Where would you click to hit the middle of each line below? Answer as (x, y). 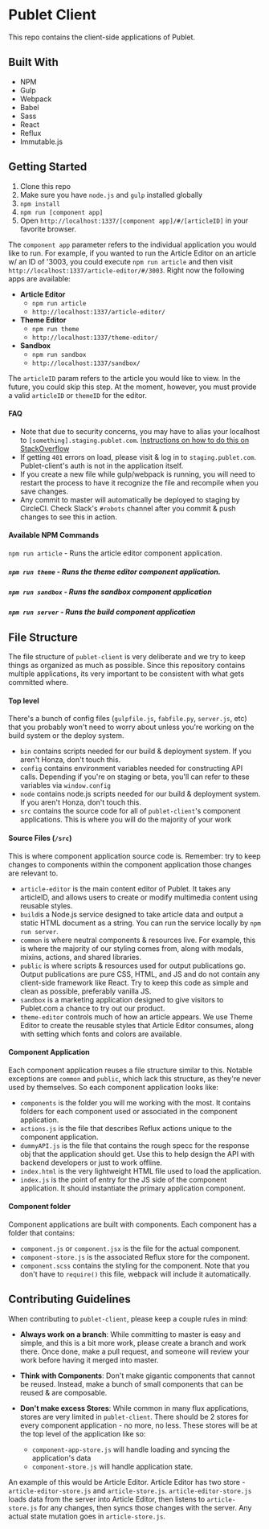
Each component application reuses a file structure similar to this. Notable (130, 1070)
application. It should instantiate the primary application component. (133, 1188)
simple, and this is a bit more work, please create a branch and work (133, 1342)
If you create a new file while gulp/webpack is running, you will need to (137, 474)
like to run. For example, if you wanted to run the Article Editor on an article (132, 253)
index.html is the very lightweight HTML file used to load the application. (141, 1170)
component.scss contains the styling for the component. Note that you (135, 1265)
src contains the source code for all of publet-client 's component (130, 811)
